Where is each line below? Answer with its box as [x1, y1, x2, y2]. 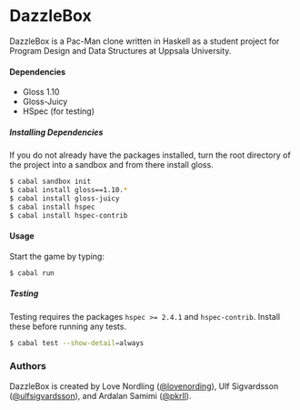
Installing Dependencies [9, 127, 104, 138]
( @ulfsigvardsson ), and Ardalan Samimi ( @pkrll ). [9, 390, 192, 401]
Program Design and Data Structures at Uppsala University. [9, 45, 232, 56]
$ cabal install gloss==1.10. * [9, 185, 128, 194]
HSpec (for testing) [22, 106, 95, 117]
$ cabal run [9, 268, 55, 278]
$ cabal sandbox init [9, 177, 92, 187]
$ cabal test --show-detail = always [9, 338, 145, 347]
